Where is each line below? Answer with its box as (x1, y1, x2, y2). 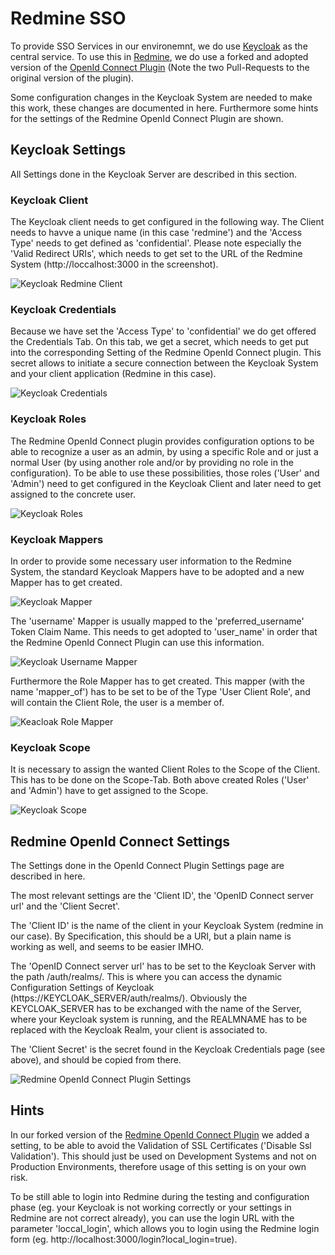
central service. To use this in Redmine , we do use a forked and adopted (10, 50, 309, 62)
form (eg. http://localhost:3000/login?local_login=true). (10, 1233, 238, 1245)
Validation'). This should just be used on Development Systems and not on (10, 1150, 317, 1162)
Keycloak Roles (10, 412, 87, 426)
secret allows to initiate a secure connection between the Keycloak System (10, 357, 319, 369)
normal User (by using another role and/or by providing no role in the (10, 456, 294, 468)
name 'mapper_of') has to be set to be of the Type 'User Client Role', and (10, 685, 311, 697)
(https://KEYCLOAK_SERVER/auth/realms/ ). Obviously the (10, 992, 248, 1004)
